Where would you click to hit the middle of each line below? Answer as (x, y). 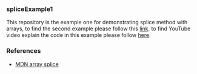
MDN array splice (37, 64)
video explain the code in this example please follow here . (78, 35)
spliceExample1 (30, 9)
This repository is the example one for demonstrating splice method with (97, 22)
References (24, 51)
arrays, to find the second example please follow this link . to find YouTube (98, 29)
